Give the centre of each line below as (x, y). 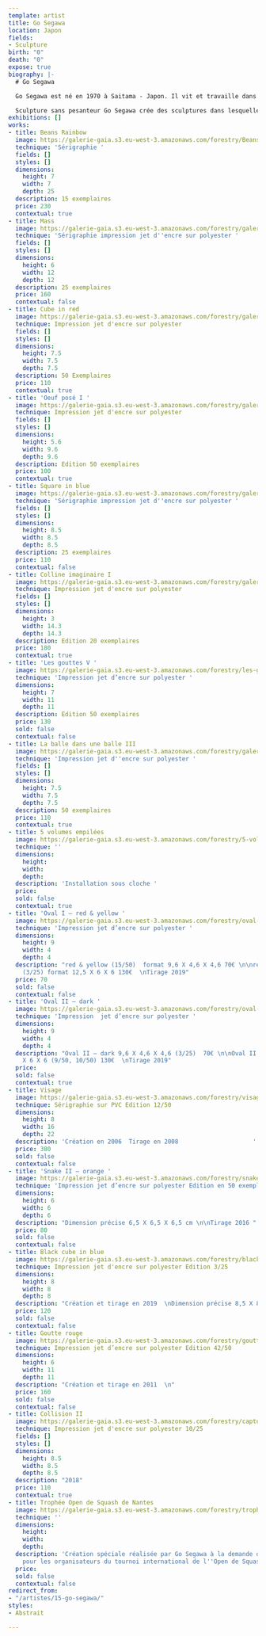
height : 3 (39, 619)
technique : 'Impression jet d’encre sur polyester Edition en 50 (125, 1186)
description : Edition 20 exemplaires (78, 641)
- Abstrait (26, 1613)
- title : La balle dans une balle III (72, 744)
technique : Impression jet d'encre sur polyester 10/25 (109, 1429)
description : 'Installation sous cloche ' (86, 884)
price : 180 (33, 648)
